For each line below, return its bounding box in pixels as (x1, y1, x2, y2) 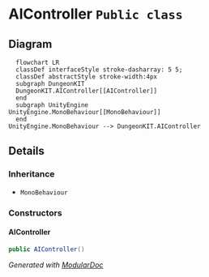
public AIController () (8, 245, 85, 254)
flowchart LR (15, 58, 60, 66)
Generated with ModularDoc (8, 260, 104, 270)
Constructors (8, 207, 62, 219)
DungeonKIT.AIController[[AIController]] (15, 87, 158, 95)
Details (8, 144, 45, 158)
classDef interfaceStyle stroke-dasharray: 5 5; (15, 66, 183, 74)
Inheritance (8, 168, 55, 180)
